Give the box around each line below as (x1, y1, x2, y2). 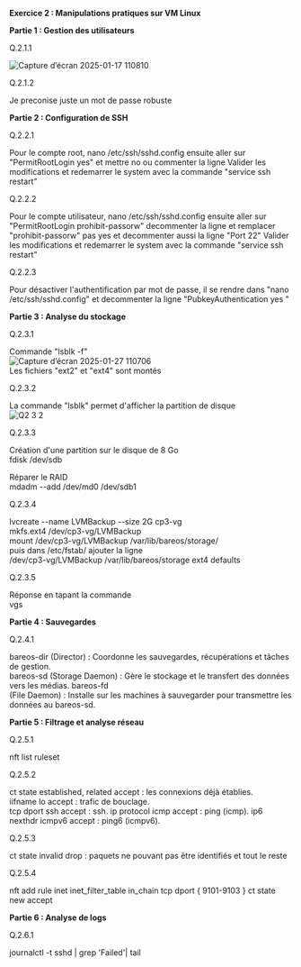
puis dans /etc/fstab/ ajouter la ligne (9, 545, 144, 555)
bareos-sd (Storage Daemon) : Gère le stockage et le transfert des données (9, 671, 290, 681)
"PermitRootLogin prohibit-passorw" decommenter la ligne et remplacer (9, 221, 276, 231)
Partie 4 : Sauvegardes (9, 616, 97, 627)
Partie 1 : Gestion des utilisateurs (9, 25, 135, 35)
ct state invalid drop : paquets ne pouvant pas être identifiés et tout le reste (9, 851, 288, 861)
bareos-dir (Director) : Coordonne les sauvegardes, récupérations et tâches (9, 652, 289, 661)
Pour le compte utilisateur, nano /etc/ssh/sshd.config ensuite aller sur (9, 211, 267, 222)
